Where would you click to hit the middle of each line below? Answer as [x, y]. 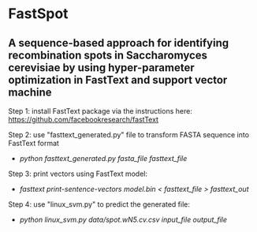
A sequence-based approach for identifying [119, 43]
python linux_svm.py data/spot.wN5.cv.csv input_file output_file [123, 219]
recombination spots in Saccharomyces [108, 55]
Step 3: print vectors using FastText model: [78, 174]
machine [30, 92]
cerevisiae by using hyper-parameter [101, 67]
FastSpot [38, 14]
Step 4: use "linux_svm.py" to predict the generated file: [99, 204]
